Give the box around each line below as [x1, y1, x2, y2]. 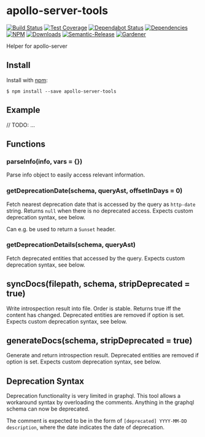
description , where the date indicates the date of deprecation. [6, 424, 164, 431]
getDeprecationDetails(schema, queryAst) [6, 240, 136, 249]
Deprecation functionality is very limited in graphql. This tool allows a [6, 392, 181, 400]
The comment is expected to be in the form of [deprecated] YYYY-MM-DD [6, 417, 187, 425]
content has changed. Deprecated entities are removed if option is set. [6, 311, 185, 319]
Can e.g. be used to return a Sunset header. [6, 225, 116, 233]
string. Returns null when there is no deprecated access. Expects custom [6, 207, 193, 215]
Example [6, 105, 41, 115]
